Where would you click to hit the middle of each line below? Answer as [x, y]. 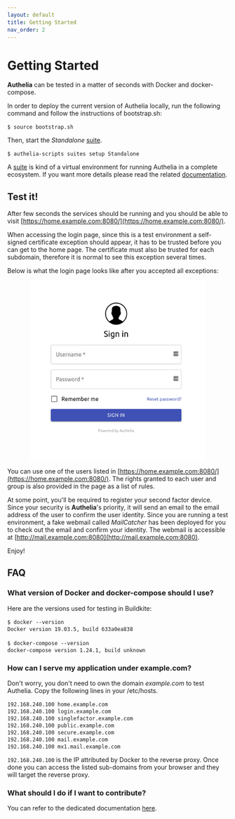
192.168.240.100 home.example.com [58, 704]
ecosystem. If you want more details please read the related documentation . [117, 174]
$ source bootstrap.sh [40, 127]
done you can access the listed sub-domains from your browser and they [113, 767]
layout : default [31, 15]
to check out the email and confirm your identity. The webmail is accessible [116, 529]
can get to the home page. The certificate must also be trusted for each [111, 250]
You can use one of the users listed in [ [64, 471]
